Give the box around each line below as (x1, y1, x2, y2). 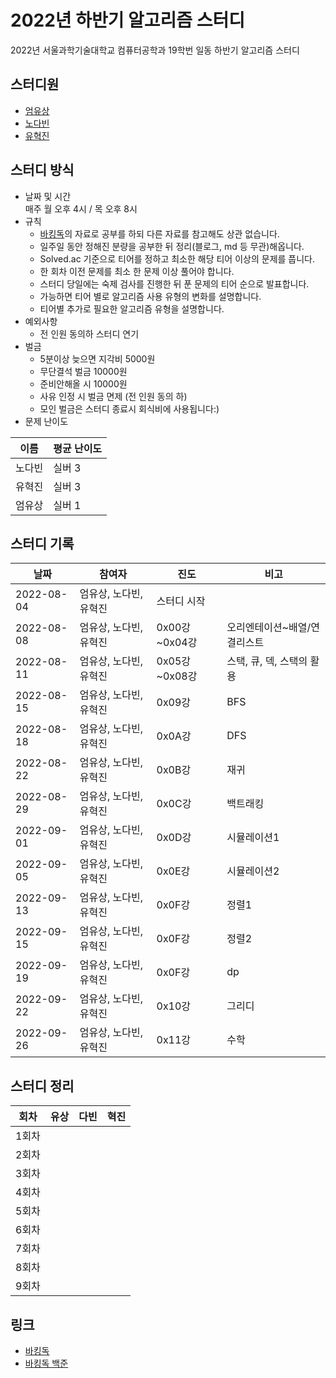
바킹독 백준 (24, 1357, 69, 1369)
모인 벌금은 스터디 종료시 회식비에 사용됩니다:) (39, 402, 220, 415)
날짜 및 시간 (24, 190, 72, 202)
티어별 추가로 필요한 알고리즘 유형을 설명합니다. (39, 302, 225, 315)
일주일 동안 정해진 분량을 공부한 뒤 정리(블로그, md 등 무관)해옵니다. (39, 240, 305, 252)
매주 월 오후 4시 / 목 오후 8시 (24, 202, 138, 215)
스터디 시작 (156, 594, 206, 608)
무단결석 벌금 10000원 (39, 365, 128, 377)
